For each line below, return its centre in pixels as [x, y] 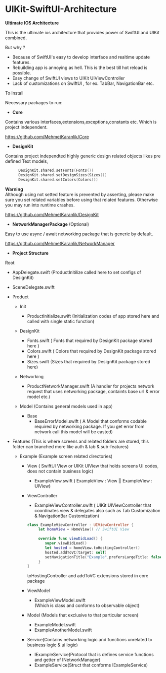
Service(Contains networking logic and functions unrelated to [90, 640]
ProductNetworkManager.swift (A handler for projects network [91, 386]
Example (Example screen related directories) [66, 456]
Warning [14, 189]
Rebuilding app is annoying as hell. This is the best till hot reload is [80, 67]
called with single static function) [61, 321]
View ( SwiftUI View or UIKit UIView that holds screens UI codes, [93, 466]
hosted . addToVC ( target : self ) [76, 552]
